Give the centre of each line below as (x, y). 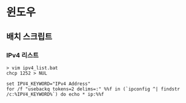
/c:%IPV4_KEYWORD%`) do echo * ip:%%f (55, 94)
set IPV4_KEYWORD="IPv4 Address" (48, 84)
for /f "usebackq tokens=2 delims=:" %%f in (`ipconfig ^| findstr (93, 89)
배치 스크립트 (29, 36)
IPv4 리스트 (23, 55)
